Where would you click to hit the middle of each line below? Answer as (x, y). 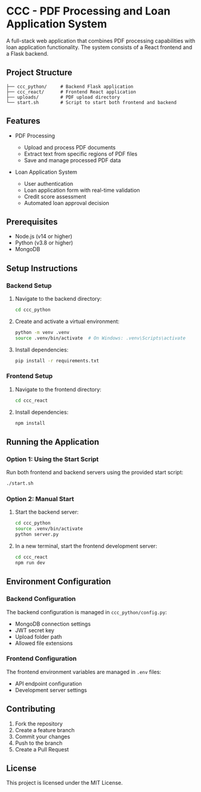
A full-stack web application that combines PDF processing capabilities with (101, 41)
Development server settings (51, 690)
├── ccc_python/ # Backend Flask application (70, 87)
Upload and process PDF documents (70, 147)
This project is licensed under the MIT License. (65, 783)
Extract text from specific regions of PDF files (81, 154)
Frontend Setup (30, 376)
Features (23, 121)
